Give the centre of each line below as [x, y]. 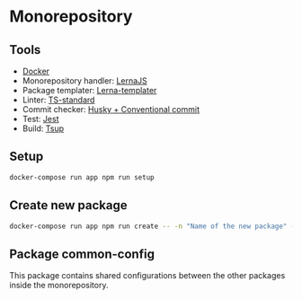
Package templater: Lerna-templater [89, 90]
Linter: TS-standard [58, 100]
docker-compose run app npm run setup [82, 177]
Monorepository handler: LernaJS [85, 81]
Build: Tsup [43, 128]
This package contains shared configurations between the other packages [147, 276]
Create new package [68, 205]
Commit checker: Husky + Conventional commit [111, 109]
